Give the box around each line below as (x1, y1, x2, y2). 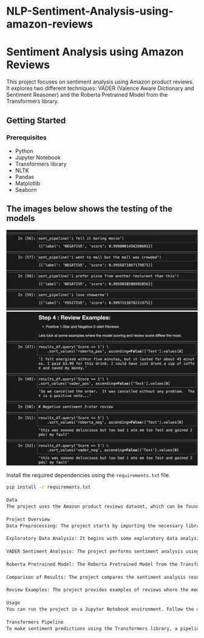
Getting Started (6, 115, 66, 125)
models (6, 213, 35, 223)
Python (15, 147, 33, 155)
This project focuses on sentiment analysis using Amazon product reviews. (6, 78, 194, 86)
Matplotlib (15, 180, 41, 187)
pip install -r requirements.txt (6, 484, 91, 491)
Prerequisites (6, 133, 47, 142)
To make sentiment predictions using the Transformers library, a (6, 625, 178, 631)
